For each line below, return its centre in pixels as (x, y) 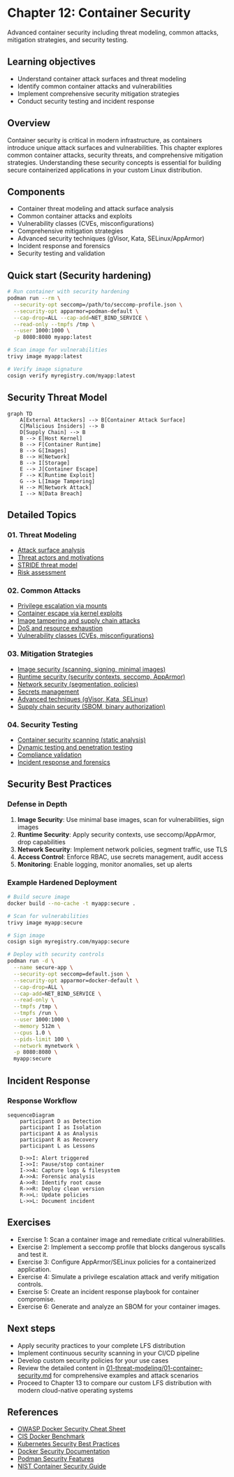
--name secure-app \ (43, 968)
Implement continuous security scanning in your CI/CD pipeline (109, 1353)
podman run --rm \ (34, 298)
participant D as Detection (60, 1121)
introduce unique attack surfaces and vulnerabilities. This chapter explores (115, 147)
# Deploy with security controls (56, 955)
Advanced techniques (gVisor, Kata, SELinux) (83, 699)
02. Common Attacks (44, 591)
